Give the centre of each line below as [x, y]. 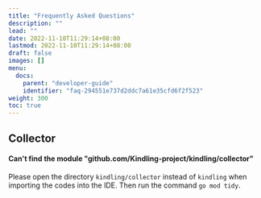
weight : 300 [28, 98]
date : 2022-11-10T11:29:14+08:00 [64, 38]
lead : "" [23, 31]
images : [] [27, 61]
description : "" [35, 23]
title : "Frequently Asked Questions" [72, 16]
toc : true [25, 105]
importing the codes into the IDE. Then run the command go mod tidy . [124, 185]
